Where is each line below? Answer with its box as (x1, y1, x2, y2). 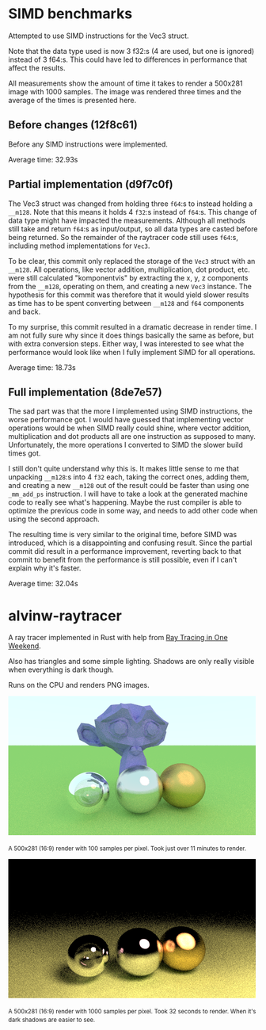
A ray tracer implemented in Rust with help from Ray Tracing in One (8, 633, 228, 643)
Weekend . (8, 641, 41, 650)
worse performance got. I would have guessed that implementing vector (8, 415, 244, 425)
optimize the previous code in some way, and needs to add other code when (8, 506, 258, 516)
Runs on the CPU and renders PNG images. (8, 681, 150, 690)
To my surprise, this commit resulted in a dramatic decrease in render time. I (8, 322, 257, 331)
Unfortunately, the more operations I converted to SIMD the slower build (8, 441, 243, 450)
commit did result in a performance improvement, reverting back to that (8, 547, 241, 556)
